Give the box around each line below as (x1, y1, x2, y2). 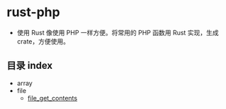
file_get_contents (27, 94, 78, 102)
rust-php (6, 4, 61, 20)
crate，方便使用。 (16, 37, 70, 46)
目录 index (6, 60, 53, 72)
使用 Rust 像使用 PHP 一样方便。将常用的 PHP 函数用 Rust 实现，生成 (16, 28, 219, 37)
